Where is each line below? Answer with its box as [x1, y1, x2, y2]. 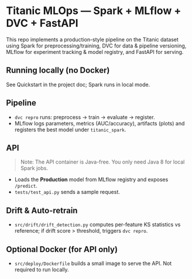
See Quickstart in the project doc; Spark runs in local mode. [6, 81, 150, 88]
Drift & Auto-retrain [6, 205, 78, 215]
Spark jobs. [20, 165, 49, 172]
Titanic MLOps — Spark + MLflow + [6, 4, 181, 18]
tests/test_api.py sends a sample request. [14, 189, 120, 196]
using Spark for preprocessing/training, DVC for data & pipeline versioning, [6, 42, 187, 49]
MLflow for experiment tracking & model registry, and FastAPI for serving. [6, 48, 184, 55]
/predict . [14, 182, 38, 189]
